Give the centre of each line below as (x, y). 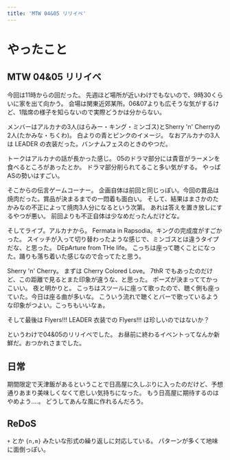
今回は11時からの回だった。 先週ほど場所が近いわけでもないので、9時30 (109, 95)
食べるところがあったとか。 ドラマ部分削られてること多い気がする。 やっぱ (114, 167)
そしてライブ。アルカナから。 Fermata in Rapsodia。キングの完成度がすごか (115, 230)
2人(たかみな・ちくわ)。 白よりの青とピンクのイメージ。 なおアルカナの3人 (114, 135)
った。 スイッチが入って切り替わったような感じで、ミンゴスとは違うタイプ (113, 239)
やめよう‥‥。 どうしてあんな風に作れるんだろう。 (77, 402)
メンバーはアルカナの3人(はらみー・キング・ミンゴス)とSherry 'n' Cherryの (114, 126)
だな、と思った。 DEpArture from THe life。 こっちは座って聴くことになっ (112, 247)
